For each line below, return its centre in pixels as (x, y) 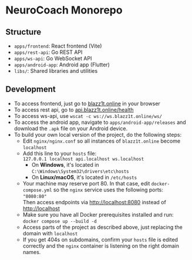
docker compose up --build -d (60, 221)
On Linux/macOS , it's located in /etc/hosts (84, 177)
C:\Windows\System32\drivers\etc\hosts (80, 171)
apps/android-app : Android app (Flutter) (62, 65)
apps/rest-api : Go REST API (48, 52)
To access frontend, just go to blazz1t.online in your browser (87, 103)
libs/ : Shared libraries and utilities (56, 71)
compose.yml (37, 190)
